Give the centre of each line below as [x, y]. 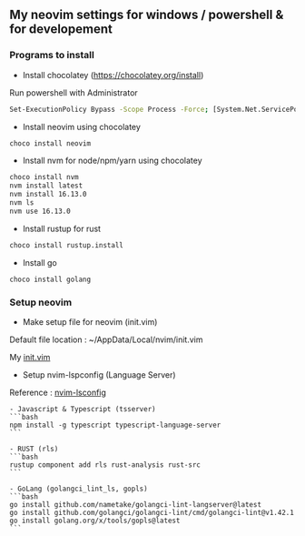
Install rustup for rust [62, 228]
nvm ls [22, 203]
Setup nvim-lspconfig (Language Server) [99, 374]
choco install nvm [44, 177]
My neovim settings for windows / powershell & [147, 15]
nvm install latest [46, 186]
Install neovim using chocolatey [81, 126]
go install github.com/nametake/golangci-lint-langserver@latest [135, 504]
